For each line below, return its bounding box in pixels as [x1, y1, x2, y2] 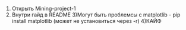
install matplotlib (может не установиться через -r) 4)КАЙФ [11, 18, 162, 24]
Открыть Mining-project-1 [11, 5, 76, 12]
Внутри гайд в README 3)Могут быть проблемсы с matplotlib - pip [11, 11, 181, 18]
